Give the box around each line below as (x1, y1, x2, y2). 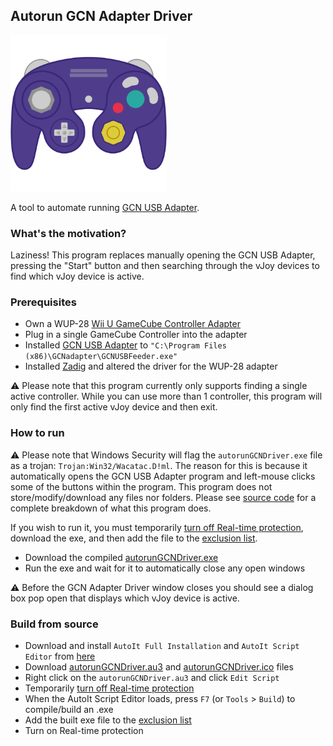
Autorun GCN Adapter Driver (10, 8, 193, 25)
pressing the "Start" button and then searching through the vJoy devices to (10, 260, 320, 272)
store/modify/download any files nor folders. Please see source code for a (10, 491, 317, 503)
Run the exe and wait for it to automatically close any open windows (24, 562, 306, 574)
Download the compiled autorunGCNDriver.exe (24, 551, 219, 563)
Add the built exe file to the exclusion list (24, 714, 192, 726)
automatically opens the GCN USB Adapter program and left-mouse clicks (10, 470, 316, 482)
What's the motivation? (10, 226, 127, 240)
